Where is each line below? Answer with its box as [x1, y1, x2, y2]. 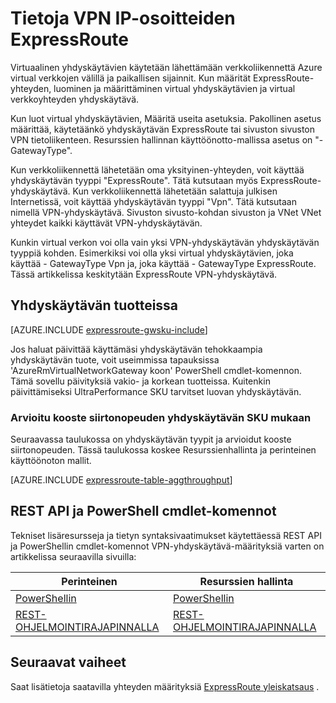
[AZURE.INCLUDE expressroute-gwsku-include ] [10, 323, 208, 336]
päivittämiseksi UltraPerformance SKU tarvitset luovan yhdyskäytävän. [10, 385, 302, 397]
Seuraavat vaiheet [10, 654, 127, 671]
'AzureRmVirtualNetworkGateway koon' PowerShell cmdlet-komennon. [10, 364, 302, 376]
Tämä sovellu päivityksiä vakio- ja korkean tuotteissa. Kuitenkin [10, 375, 271, 387]
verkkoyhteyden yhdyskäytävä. [10, 93, 140, 105]
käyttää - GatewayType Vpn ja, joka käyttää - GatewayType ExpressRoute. [10, 257, 317, 269]
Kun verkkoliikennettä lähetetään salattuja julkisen [72, 185, 278, 197]
